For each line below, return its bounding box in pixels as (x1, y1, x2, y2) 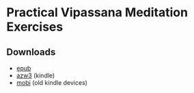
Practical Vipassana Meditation (6, 5, 189, 20)
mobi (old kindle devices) (16, 79, 88, 86)
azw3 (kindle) (16, 71, 55, 79)
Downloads (6, 46, 56, 58)
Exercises (6, 19, 64, 35)
